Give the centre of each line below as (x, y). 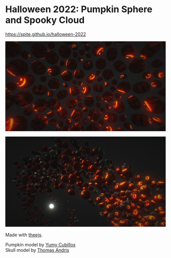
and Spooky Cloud (45, 20)
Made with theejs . (24, 235)
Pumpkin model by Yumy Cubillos (40, 244)
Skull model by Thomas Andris (37, 250)
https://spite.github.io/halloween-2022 (46, 34)
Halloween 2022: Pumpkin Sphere (79, 9)
